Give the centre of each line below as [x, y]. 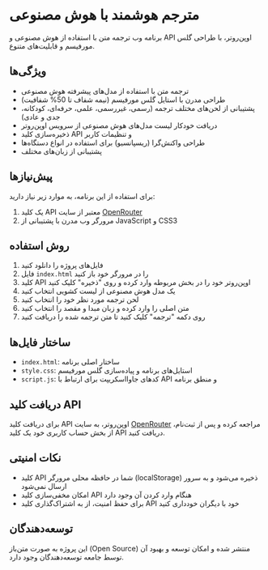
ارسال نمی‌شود [44, 486]
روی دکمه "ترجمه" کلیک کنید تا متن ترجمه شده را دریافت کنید [113, 317]
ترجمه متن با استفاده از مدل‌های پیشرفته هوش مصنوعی [105, 91]
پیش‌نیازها [31, 177]
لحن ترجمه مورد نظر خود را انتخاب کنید [80, 300]
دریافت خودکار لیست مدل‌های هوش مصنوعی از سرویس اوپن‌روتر [119, 125]
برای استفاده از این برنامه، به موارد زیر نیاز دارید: [82, 196]
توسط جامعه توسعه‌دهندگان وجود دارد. [67, 557]
